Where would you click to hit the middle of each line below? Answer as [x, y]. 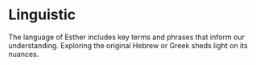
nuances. [24, 54]
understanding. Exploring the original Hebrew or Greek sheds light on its [128, 45]
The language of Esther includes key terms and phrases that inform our [127, 37]
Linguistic [42, 15]
